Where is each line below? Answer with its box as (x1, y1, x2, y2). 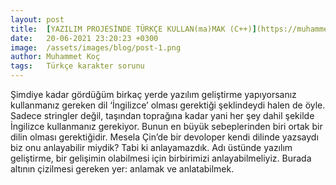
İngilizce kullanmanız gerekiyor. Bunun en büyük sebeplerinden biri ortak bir (10, 121, 323, 132)
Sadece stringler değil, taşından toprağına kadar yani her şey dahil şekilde (10, 110, 315, 121)
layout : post (10, 14, 65, 25)
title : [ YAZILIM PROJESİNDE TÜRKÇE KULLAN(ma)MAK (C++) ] (10, 24, 257, 34)
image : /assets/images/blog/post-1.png (10, 42, 182, 53)
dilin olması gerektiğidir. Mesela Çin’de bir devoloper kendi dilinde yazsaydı (10, 131, 319, 143)
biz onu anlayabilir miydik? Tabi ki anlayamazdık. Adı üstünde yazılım (10, 142, 293, 153)
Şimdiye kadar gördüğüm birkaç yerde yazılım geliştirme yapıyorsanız (10, 89, 297, 100)
